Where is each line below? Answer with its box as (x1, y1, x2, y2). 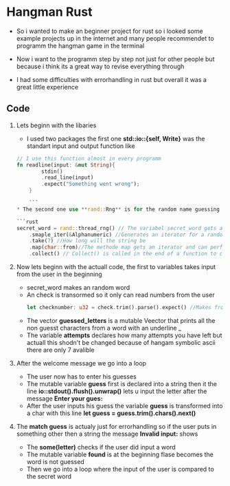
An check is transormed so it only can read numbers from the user (26, 290, 215, 299)
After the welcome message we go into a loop (16, 359, 147, 367)
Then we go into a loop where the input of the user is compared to (26, 465, 214, 473)
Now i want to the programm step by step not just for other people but (16, 54, 215, 63)
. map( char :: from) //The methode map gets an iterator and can (29, 244, 207, 251)
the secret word (26, 472, 72, 480)
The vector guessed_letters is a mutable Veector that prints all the (26, 316, 216, 324)
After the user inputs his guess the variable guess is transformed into (26, 401, 223, 410)
